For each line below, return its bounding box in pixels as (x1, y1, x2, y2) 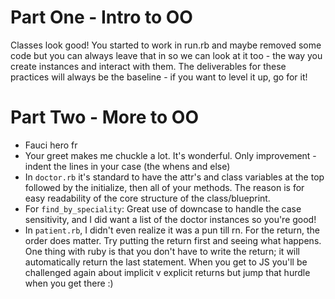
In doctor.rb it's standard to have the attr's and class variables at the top (24, 171, 325, 183)
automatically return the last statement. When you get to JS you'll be (24, 256, 308, 268)
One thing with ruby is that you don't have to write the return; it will (24, 245, 301, 257)
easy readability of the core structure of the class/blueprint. (24, 192, 271, 204)
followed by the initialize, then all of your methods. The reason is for (24, 181, 305, 193)
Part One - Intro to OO (10, 6, 193, 29)
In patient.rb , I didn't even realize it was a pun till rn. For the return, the (24, 224, 320, 236)
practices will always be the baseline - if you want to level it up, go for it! (10, 71, 308, 83)
